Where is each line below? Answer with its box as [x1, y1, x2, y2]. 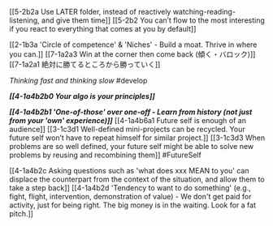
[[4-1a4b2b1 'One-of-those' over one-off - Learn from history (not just [9, 107, 253, 117]
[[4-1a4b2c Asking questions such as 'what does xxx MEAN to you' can [9, 166, 249, 175]
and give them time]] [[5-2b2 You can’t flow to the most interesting [41, 15, 265, 25]
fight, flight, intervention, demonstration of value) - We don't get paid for [9, 192, 252, 201]
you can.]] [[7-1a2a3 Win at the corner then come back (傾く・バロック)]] [9, 49, 256, 59]
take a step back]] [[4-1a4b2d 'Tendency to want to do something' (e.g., [9, 183, 251, 193]
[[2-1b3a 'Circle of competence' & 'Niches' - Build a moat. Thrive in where [9, 40, 258, 49]
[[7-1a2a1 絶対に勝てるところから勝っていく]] [9, 60, 161, 69]
